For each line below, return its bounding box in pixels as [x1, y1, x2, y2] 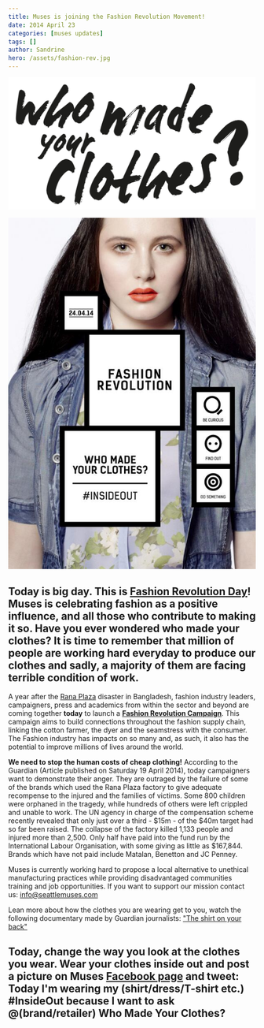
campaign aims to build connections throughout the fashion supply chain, [8, 717, 246, 727]
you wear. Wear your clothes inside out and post [8, 957, 250, 970]
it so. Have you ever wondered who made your [8, 621, 240, 635]
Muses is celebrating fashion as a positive [8, 597, 218, 610]
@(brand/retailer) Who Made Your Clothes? [8, 1006, 226, 1020]
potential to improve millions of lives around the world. [8, 742, 184, 752]
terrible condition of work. [8, 671, 139, 684]
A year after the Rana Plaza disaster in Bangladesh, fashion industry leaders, [8, 692, 256, 702]
